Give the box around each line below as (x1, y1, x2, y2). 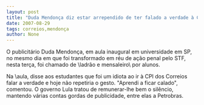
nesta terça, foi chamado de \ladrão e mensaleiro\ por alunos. (6, 61, 161, 69)
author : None (6, 32, 39, 38)
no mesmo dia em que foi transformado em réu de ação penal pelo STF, (6, 55, 186, 62)
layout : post (6, 8, 39, 15)
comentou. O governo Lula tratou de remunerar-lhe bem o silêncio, (6, 86, 174, 93)
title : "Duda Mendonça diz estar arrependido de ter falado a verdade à (6, 15, 194, 21)
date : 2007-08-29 (6, 20, 50, 26)
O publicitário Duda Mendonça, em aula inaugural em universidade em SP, (6, 48, 192, 55)
